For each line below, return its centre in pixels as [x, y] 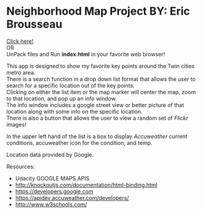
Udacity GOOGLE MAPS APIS [52, 178]
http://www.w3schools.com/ [51, 204]
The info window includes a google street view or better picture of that [95, 105]
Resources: [21, 166]
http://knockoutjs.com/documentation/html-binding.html [86, 185]
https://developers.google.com [54, 191]
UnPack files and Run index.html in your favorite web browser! [86, 54]
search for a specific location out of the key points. [70, 85]
